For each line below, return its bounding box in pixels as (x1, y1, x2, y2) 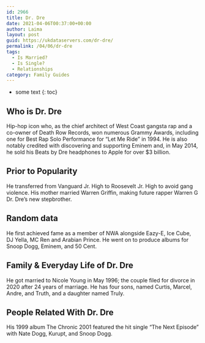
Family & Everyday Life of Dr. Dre (6, 260, 133, 271)
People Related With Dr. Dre (6, 307, 114, 317)
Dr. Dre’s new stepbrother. (6, 195, 72, 203)
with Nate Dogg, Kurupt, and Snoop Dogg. (6, 330, 113, 337)
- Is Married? (12, 55, 48, 61)
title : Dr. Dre (6, 15, 45, 21)
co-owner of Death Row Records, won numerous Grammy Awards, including (6, 129, 199, 137)
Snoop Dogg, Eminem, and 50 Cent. (6, 243, 97, 250)
